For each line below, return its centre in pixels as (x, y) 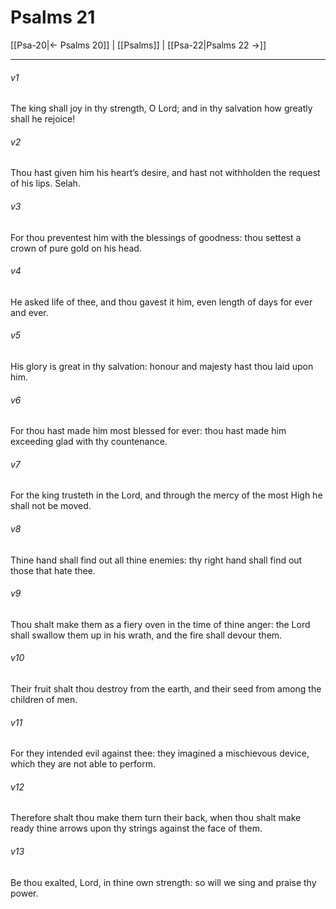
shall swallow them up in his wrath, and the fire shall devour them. (146, 635)
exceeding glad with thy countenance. (89, 442)
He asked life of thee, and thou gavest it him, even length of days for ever (161, 302)
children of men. (44, 699)
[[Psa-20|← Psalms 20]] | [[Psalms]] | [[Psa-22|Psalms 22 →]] (138, 45)
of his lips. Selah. (45, 183)
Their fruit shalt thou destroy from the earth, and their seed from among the (166, 688)
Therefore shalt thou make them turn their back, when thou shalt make (156, 818)
